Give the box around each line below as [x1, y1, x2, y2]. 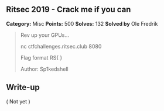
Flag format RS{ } [20, 54, 63, 61]
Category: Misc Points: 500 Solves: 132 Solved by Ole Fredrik [6, 20, 158, 27]
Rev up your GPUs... [20, 32, 69, 39]
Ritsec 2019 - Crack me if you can [6, 5, 131, 15]
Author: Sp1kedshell [20, 65, 69, 72]
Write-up [6, 82, 40, 92]
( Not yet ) [6, 98, 30, 105]
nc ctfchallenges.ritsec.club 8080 [20, 43, 102, 50]
